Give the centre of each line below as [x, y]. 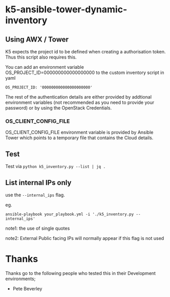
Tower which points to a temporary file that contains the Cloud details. [79, 138]
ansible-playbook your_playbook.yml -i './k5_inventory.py [70, 214]
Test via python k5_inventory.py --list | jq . [56, 166]
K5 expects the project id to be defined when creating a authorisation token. [86, 52]
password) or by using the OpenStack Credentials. [59, 108]
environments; [20, 279]
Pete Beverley [27, 288]
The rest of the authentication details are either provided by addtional [79, 97]
